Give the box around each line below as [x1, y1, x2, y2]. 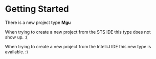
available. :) [5, 49, 28, 55]
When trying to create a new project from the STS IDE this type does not [5, 29, 151, 35]
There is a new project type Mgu [5, 20, 71, 25]
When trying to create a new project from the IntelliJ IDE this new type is [5, 43, 151, 49]
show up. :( [5, 34, 28, 40]
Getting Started [5, 3, 69, 15]
